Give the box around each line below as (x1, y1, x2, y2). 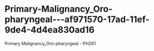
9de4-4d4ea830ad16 (4, 25, 95, 35)
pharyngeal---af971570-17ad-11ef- (4, 14, 150, 25)
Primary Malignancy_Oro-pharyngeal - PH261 (4, 40, 96, 46)
